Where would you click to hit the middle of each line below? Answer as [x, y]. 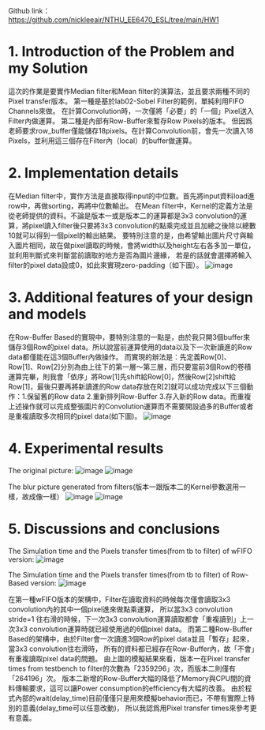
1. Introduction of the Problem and [121, 52]
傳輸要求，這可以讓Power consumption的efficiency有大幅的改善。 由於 [130, 688]
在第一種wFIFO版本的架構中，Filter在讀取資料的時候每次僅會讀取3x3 [119, 599]
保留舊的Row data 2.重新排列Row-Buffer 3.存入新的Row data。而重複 [139, 396]
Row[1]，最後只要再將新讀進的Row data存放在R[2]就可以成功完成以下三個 [127, 386]
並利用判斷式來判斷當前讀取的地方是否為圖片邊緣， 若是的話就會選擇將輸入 [130, 255]
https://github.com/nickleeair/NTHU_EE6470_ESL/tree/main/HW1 [114, 20]
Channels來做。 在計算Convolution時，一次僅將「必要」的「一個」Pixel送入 [131, 111]
